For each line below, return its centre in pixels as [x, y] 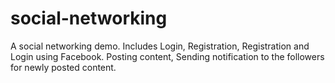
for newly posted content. [63, 67]
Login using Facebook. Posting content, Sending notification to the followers [167, 56]
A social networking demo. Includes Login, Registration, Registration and [160, 46]
